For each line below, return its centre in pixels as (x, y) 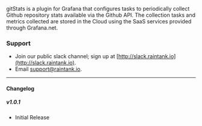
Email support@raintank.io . (48, 69)
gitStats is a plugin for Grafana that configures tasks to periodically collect (98, 9)
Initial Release (32, 117)
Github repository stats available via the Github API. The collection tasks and (101, 15)
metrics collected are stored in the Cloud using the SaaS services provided (99, 21)
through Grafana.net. (32, 28)
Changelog (20, 88)
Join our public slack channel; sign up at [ (67, 56)
